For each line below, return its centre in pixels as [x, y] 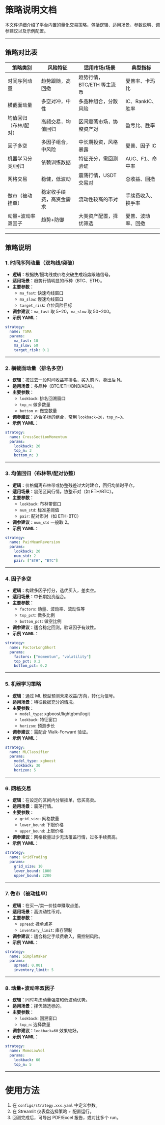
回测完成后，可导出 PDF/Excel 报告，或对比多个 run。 [67, 1117]
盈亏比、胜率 [140, 125]
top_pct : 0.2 [27, 661]
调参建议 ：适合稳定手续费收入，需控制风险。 [57, 936]
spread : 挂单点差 [36, 924]
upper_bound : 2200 [33, 875]
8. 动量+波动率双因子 [30, 988]
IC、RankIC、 [141, 101]
